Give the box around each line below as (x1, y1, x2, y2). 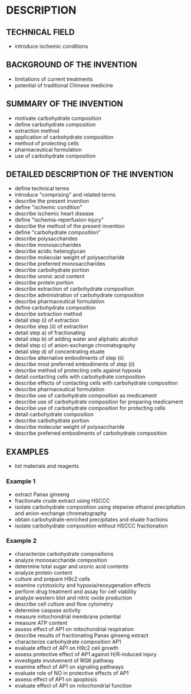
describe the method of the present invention (14, 223, 125, 230)
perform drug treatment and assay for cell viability (14, 588, 137, 595)
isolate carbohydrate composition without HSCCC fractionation (14, 522, 168, 529)
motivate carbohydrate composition (14, 115, 102, 122)
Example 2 (6, 537, 37, 545)
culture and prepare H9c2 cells (14, 575, 90, 582)
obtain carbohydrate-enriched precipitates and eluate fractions (14, 516, 168, 523)
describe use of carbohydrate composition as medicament (14, 392, 157, 399)
